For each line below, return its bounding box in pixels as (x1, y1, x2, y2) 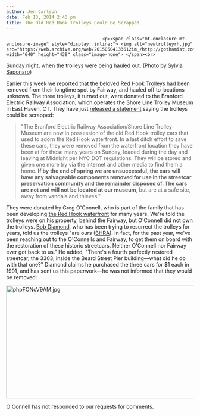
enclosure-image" (6, 41, 49, 48)
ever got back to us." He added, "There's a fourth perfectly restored (6, 248, 173, 256)
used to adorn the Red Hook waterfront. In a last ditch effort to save (20, 136, 187, 143)
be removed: (6, 274, 37, 281)
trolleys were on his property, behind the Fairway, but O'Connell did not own (6, 217, 193, 224)
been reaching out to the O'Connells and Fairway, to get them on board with (6, 236, 192, 243)
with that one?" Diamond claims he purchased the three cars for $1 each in (6, 261, 189, 268)
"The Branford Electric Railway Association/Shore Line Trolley (20, 123, 173, 130)
